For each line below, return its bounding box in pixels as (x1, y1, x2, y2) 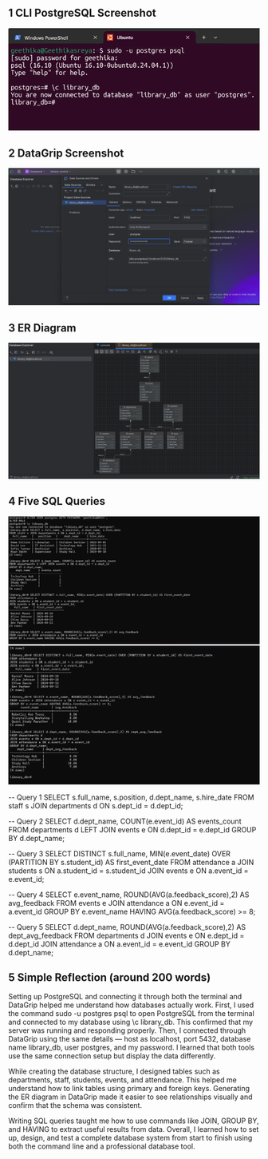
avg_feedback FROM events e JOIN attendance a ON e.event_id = (8, 898, 225, 907)
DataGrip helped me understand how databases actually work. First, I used (8, 1000, 254, 1010)
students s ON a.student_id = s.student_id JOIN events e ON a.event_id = (8, 866, 249, 875)
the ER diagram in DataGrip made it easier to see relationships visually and (8, 1092, 253, 1101)
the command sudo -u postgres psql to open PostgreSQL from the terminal (8, 1009, 255, 1018)
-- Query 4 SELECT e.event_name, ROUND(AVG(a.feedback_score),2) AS (8, 890, 250, 899)
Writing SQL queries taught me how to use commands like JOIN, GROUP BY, (8, 1116, 259, 1125)
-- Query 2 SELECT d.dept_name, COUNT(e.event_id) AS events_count (8, 816, 242, 826)
